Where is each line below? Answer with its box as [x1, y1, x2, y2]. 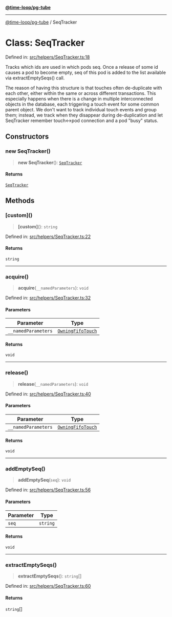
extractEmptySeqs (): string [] [17, 573, 82, 579]
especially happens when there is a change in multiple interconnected [5, 95, 153, 102]
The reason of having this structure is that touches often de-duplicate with [5, 85, 162, 91]
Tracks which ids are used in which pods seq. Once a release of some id [5, 64, 158, 70]
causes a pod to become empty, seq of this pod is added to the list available [5, 69, 166, 75]
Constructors [5, 132, 49, 141]
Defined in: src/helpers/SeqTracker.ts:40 [5, 391, 91, 397]
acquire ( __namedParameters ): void [17, 285, 89, 291]
